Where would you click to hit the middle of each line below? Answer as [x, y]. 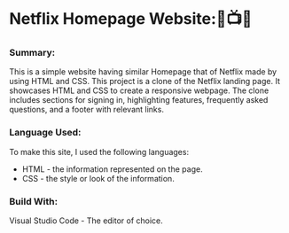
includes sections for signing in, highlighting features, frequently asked [139, 100]
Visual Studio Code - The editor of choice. [86, 221]
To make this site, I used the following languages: [99, 151]
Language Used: [45, 133]
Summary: [32, 53]
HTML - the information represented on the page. [112, 169]
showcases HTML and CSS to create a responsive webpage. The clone [139, 90]
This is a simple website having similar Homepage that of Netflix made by [143, 72]
